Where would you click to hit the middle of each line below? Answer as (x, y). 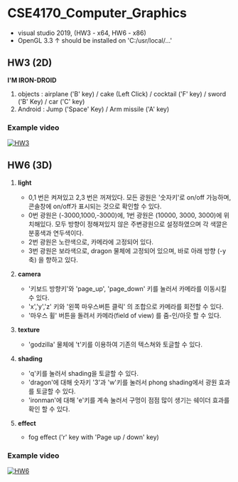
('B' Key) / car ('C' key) (51, 101)
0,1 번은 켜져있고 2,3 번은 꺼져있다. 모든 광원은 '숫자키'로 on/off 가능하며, (130, 197)
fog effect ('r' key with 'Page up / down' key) (94, 437)
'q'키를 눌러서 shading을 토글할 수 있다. (83, 373)
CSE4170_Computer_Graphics (97, 13)
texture (29, 329)
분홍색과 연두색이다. (56, 232)
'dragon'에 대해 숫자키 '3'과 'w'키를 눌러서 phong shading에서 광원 (123, 382)
